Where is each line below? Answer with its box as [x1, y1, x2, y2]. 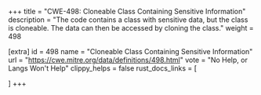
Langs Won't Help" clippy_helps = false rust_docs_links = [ [8, 64, 198, 73]
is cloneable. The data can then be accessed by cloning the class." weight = [8, 24, 254, 32]
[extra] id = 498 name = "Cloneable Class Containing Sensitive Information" [8, 47, 253, 56]
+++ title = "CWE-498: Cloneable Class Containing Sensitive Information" [8, 7, 246, 16]
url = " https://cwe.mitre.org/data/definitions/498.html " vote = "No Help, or [8, 55, 248, 64]
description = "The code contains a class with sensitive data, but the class [8, 15, 248, 24]
